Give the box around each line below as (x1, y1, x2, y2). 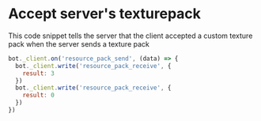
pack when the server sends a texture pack (8, 39, 150, 48)
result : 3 (22, 69, 55, 78)
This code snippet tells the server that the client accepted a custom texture (8, 31, 253, 40)
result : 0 (22, 92, 55, 100)
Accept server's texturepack (8, 5, 202, 23)
